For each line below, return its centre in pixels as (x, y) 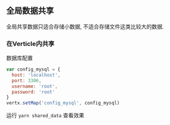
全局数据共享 (30, 11)
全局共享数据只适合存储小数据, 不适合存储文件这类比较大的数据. (85, 27)
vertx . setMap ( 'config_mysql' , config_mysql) (63, 103)
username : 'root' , (35, 86)
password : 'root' (33, 92)
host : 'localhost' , (36, 75)
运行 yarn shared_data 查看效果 (45, 115)
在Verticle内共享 (30, 43)
